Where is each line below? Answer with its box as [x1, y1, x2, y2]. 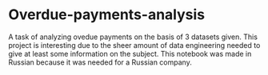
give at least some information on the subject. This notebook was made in [8, 49, 252, 58]
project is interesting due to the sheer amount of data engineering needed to [8, 40, 261, 49]
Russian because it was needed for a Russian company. [8, 57, 192, 67]
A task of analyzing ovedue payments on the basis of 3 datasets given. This [8, 32, 258, 41]
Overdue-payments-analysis [8, 6, 206, 24]
